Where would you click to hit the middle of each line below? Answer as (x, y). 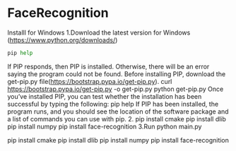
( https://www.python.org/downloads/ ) (63, 40)
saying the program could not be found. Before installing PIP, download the (117, 74)
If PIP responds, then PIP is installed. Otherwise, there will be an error (108, 66)
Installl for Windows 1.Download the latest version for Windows (99, 32)
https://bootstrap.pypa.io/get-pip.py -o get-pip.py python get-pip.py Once (116, 89)
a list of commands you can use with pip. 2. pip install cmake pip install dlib (117, 119)
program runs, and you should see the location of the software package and (118, 111)
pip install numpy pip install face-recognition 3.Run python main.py (105, 126)
